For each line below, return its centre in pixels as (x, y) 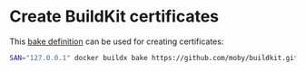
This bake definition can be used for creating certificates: (117, 41)
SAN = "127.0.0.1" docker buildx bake (79, 58)
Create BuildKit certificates (114, 17)
